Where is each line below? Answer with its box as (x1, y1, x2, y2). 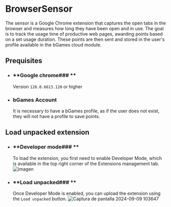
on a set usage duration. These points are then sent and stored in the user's (5, 36, 165, 42)
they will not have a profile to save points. (12, 113, 101, 119)
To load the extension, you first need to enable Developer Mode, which (12, 155, 162, 161)
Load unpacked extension (5, 128, 89, 137)
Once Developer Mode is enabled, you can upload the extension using (12, 190, 161, 196)
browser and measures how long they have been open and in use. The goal (5, 25, 164, 31)
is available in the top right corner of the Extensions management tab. (12, 160, 159, 167)
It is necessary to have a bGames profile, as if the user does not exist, (12, 108, 160, 114)
